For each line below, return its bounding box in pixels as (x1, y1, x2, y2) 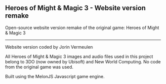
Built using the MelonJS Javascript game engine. (5, 73, 105, 79)
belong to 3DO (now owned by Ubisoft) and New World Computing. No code (5, 58, 161, 64)
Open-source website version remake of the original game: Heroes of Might (5, 25, 160, 30)
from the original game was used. (5, 64, 74, 70)
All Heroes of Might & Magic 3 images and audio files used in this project (5, 54, 153, 59)
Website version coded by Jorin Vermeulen (5, 44, 93, 50)
